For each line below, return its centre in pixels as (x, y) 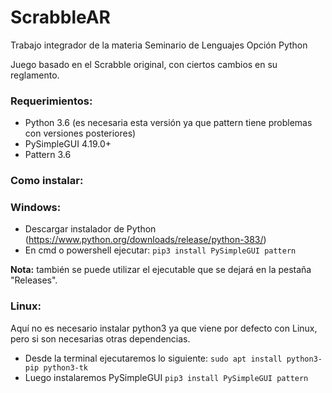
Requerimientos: (51, 101)
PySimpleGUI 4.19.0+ (68, 144)
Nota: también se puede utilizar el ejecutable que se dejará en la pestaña (161, 270)
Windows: (36, 208)
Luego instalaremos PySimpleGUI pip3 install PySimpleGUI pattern (166, 377)
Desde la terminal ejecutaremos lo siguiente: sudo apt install (153, 358)
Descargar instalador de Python (90, 229)
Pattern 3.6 (48, 155)
